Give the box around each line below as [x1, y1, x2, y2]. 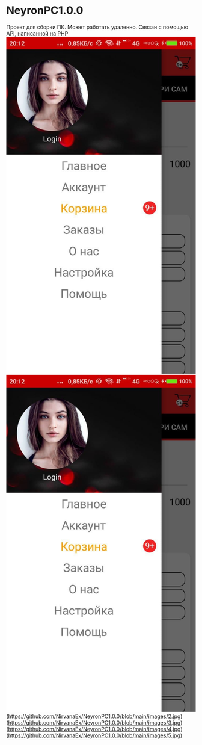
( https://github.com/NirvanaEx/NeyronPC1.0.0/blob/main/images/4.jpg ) [6, 725, 183, 732]
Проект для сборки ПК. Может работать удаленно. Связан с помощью [6, 23, 188, 31]
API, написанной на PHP [6, 29, 69, 37]
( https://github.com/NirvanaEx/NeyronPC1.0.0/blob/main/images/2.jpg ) [6, 713, 183, 720]
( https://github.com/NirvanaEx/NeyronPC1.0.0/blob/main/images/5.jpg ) [6, 732, 183, 739]
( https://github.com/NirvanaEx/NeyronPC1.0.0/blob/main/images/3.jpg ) [6, 719, 183, 726]
